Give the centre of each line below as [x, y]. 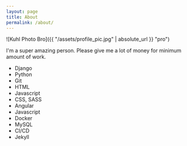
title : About [22, 17]
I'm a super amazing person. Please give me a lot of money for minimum [94, 51]
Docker [24, 118]
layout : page [22, 11]
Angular [24, 106]
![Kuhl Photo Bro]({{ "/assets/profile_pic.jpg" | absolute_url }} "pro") [88, 39]
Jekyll [22, 137]
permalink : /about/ [30, 22]
